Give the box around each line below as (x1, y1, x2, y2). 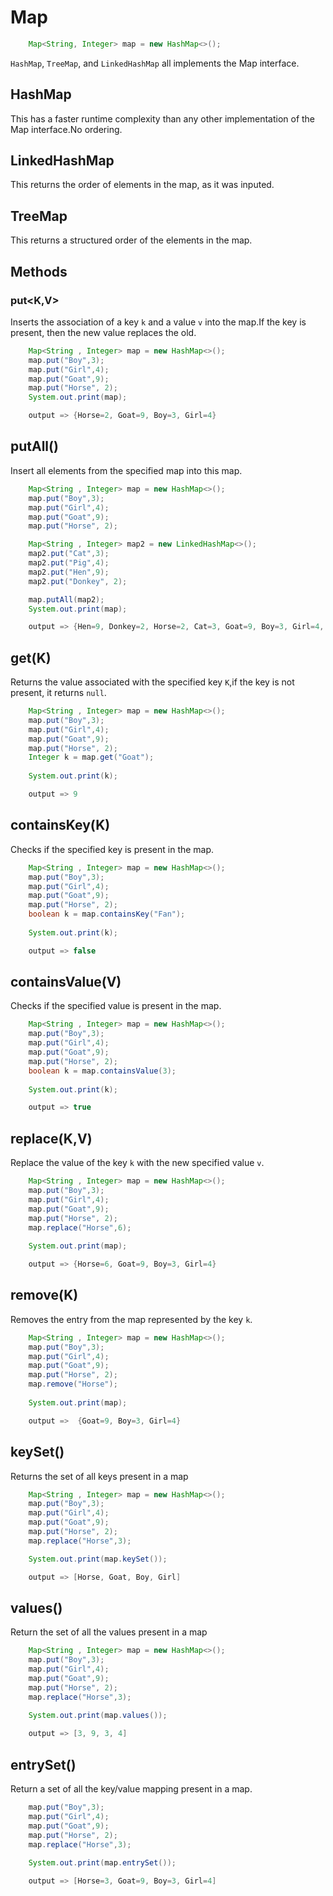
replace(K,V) (10, 1130, 93, 1147)
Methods (10, 263, 68, 280)
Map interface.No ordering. (10, 123, 123, 135)
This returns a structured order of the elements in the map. (10, 234, 253, 246)
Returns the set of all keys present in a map (10, 1470, 189, 1482)
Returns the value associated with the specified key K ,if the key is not (10, 676, 295, 688)
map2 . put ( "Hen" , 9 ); (28, 567, 110, 577)
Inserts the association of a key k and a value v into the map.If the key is (10, 316, 307, 328)
